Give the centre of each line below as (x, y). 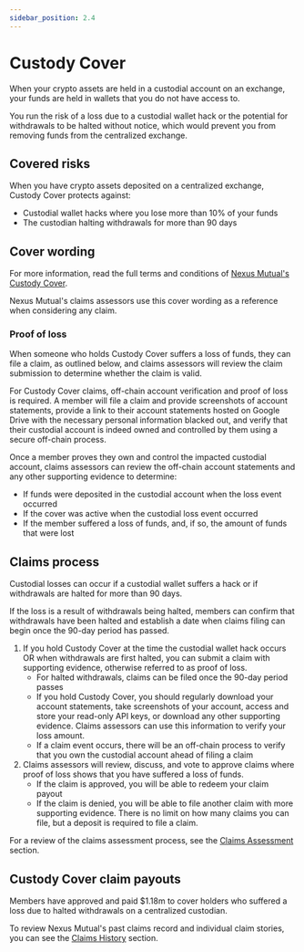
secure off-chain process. (58, 440)
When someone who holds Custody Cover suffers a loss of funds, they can (150, 354)
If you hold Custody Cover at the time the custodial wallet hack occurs (154, 648)
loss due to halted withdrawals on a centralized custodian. (118, 911)
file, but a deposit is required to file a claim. (117, 823)
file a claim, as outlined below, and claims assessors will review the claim (146, 364)
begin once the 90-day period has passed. (90, 631)
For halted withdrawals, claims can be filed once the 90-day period (162, 677)
